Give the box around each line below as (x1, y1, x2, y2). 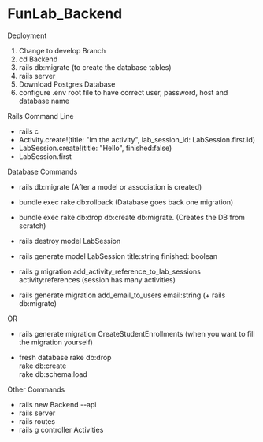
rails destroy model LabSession (18, 236, 121, 245)
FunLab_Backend (7, 5, 123, 23)
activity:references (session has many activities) (18, 274, 176, 284)
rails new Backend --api (18, 400, 97, 409)
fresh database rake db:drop (18, 352, 112, 362)
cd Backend (18, 54, 58, 64)
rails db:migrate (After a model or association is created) (18, 182, 202, 191)
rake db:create (18, 361, 67, 370)
